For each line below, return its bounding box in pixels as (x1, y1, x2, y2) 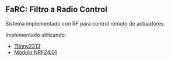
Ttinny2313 (13, 42, 41, 49)
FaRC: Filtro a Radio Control (5, 5, 107, 15)
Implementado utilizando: (5, 31, 67, 38)
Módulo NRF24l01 (13, 49, 57, 56)
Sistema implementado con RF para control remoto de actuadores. (5, 20, 166, 27)
